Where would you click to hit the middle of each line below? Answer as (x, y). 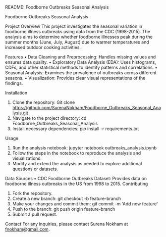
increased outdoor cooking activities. (43, 47)
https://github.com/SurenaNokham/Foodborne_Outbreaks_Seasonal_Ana (86, 108)
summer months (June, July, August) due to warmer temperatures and (77, 42)
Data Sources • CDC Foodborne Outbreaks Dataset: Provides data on (76, 178)
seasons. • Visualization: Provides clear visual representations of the (75, 78)
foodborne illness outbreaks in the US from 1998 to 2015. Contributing (77, 184)
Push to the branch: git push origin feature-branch (64, 209)
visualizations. (27, 158)
